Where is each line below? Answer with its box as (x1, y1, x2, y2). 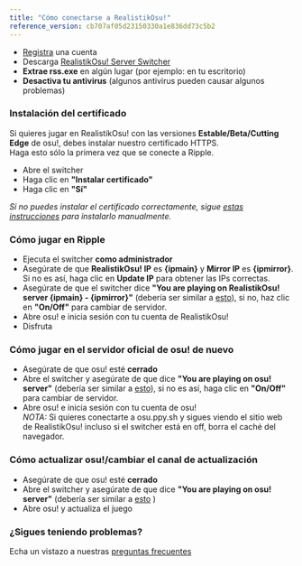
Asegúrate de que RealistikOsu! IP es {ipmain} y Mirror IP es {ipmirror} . (22, 264, 294, 274)
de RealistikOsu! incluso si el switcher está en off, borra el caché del (22, 422, 277, 432)
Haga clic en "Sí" (22, 183, 87, 194)
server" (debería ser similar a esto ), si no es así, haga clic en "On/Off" (22, 383, 287, 394)
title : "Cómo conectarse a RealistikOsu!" (9, 13, 171, 23)
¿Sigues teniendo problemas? (9, 525, 142, 538)
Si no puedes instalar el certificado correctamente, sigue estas (9, 200, 243, 212)
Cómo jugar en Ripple (9, 233, 105, 246)
